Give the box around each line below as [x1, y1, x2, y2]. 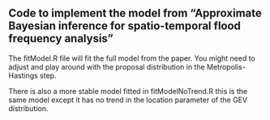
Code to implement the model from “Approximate [8, 6, 262, 20]
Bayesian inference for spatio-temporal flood [8, 19, 242, 33]
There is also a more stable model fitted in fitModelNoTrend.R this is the [8, 86, 248, 96]
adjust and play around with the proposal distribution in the [8, 62, 205, 71]
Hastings [8, 71, 38, 80]
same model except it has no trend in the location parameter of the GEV [8, 95, 248, 105]
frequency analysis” [8, 32, 114, 45]
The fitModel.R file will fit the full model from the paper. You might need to [8, 53, 255, 63]
